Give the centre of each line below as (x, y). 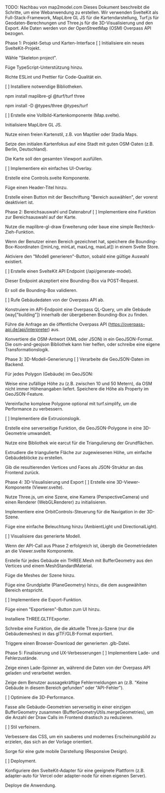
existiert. (14, 262)
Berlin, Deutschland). (26, 149)
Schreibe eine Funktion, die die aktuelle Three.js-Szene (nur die (70, 628)
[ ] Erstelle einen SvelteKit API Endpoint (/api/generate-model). (69, 271)
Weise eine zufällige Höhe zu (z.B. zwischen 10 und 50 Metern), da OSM (79, 383)
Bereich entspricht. (24, 590)
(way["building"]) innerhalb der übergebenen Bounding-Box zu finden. (77, 315)
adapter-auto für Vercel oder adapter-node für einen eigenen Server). (76, 776)
